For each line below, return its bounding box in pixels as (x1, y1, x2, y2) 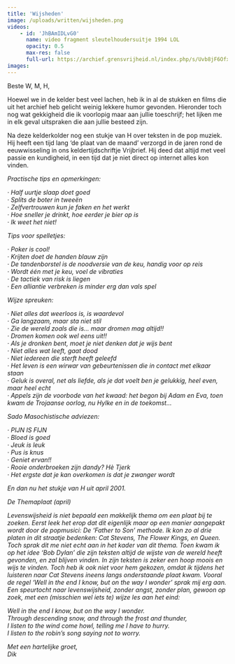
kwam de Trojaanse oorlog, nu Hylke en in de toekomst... (7, 399, 172, 407)
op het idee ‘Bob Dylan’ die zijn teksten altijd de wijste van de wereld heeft (7, 548, 222, 557)
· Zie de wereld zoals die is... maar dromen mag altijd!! (7, 324, 164, 333)
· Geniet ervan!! (7, 455, 52, 464)
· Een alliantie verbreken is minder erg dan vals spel (7, 282, 157, 291)
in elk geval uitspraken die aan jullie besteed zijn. (7, 117, 148, 126)
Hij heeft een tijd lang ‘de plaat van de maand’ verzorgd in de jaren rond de (7, 138, 222, 147)
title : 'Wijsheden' (7, 10, 64, 18)
